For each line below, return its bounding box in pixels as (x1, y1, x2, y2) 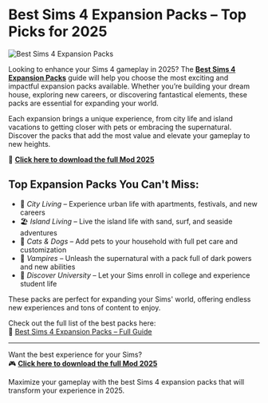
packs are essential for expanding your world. (8, 98, 160, 108)
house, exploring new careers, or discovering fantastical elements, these (8, 89, 247, 99)
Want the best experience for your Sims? (8, 350, 142, 359)
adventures (19, 227, 57, 237)
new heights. (8, 139, 51, 148)
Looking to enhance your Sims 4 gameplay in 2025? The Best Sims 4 (8, 64, 236, 73)
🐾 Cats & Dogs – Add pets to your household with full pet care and (19, 236, 238, 246)
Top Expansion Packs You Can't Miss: (8, 178, 199, 192)
